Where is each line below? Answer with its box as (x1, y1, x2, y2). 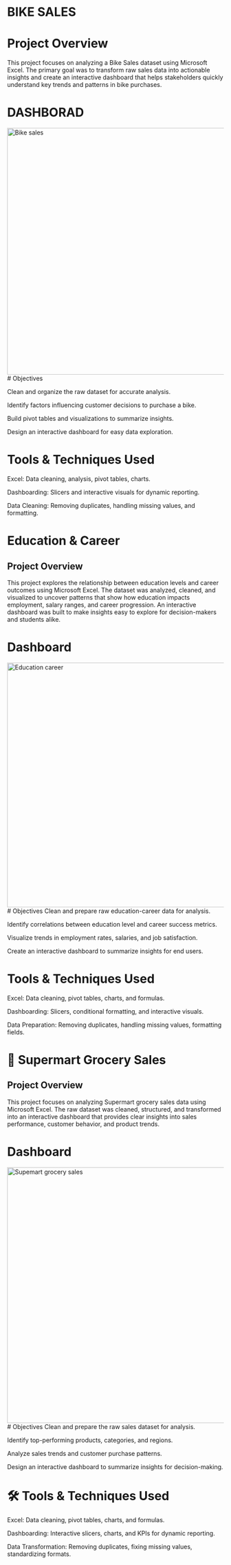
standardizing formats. (7, 1550, 71, 1558)
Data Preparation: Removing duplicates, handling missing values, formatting (7, 1021, 222, 1029)
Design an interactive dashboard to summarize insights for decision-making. (7, 1462, 223, 1470)
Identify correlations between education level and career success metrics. (7, 920, 218, 928)
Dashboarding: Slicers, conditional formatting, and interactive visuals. (7, 1007, 204, 1015)
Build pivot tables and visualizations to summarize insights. (7, 415, 174, 423)
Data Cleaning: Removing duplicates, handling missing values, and (7, 502, 195, 509)
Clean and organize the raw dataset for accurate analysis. (7, 388, 171, 396)
